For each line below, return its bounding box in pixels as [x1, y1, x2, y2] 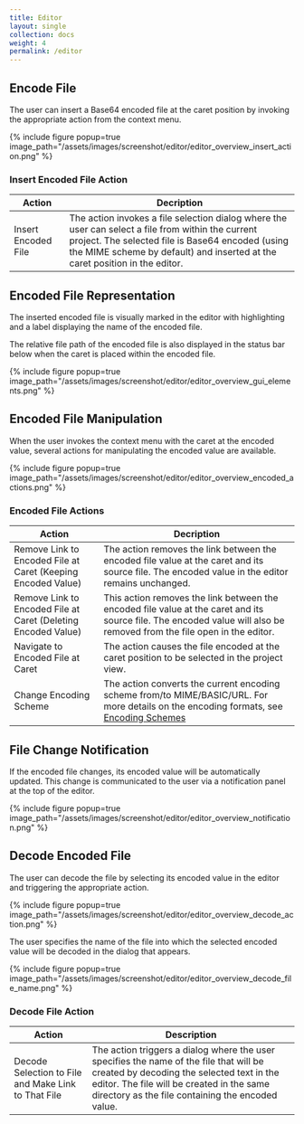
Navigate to [14, 640, 63, 653]
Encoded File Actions [9, 504, 105, 516]
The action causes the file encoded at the [103, 640, 280, 653]
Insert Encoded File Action [9, 173, 128, 185]
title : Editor [9, 13, 63, 23]
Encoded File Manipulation [9, 411, 163, 427]
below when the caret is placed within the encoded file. [9, 349, 216, 360]
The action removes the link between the [103, 543, 277, 556]
